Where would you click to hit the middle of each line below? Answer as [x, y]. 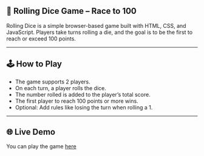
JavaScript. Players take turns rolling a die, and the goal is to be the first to [100, 32]
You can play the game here [42, 146]
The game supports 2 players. [53, 82]
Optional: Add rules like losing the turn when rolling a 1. [84, 107]
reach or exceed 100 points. [41, 38]
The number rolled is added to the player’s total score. [83, 94]
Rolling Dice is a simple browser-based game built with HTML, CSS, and [96, 25]
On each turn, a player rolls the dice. [60, 88]
